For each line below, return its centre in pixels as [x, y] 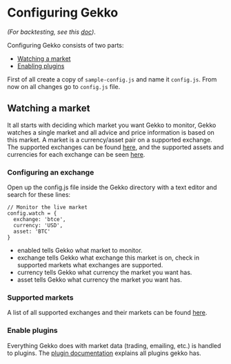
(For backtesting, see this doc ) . [52, 32]
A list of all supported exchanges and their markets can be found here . [107, 313]
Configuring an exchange [51, 172]
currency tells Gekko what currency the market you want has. [104, 272]
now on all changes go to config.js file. [64, 86]
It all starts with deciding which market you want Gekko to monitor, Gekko [112, 125]
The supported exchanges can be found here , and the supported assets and [115, 147]
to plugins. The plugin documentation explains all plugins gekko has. [104, 353]
